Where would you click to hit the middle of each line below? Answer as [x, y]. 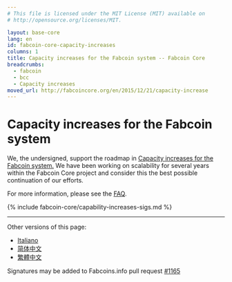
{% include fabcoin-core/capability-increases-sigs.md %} [90, 207]
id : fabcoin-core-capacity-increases [61, 46]
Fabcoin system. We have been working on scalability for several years [108, 166]
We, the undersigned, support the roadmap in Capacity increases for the [110, 158]
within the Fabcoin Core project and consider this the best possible [103, 173]
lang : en [20, 39]
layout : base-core [33, 32]
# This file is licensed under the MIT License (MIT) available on [106, 13]
